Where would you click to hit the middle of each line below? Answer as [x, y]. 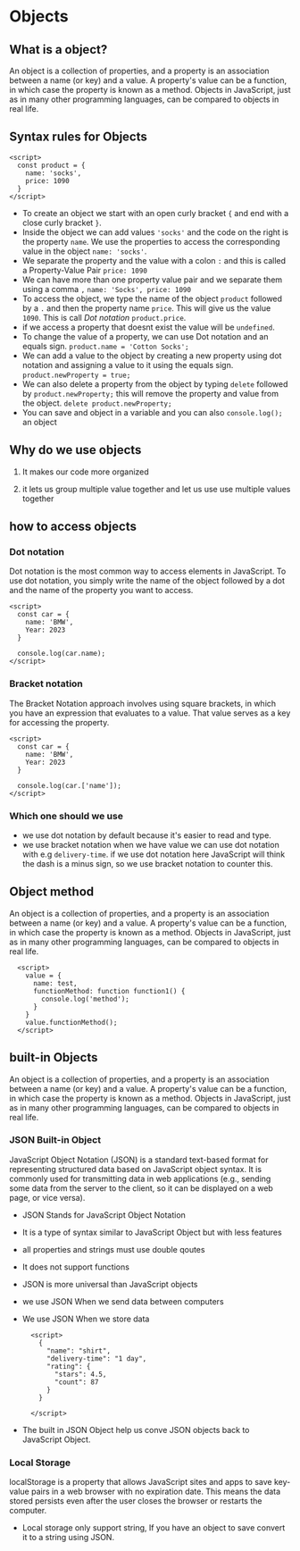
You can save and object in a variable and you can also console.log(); [152, 412]
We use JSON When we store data [86, 1319]
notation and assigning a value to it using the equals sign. [128, 365]
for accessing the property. [59, 722]
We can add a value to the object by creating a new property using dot [152, 356]
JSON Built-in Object [55, 1140]
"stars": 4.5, [81, 1374]
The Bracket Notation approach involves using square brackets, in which [143, 703]
